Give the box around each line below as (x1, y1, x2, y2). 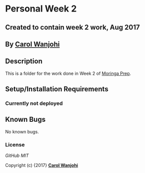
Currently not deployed (5, 100, 63, 107)
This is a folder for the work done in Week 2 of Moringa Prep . (5, 70, 131, 76)
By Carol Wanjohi (5, 40, 60, 48)
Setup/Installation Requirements (5, 85, 108, 93)
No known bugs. (5, 128, 39, 134)
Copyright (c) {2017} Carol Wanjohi (5, 162, 78, 168)
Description (5, 57, 42, 66)
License (5, 141, 25, 148)
